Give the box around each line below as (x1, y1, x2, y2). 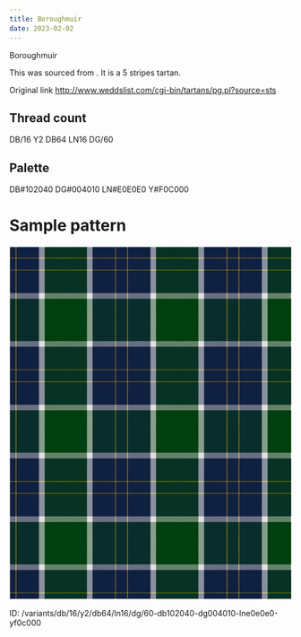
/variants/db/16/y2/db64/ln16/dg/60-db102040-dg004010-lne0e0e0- (21, 608, 279, 619)
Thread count (9, 110, 87, 126)
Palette (9, 160, 50, 175)
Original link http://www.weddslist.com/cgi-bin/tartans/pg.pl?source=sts (9, 84, 277, 95)
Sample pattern (9, 215, 127, 236)
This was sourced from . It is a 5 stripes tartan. (9, 67, 182, 78)
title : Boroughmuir (9, 14, 82, 23)
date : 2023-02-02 (9, 23, 74, 33)
